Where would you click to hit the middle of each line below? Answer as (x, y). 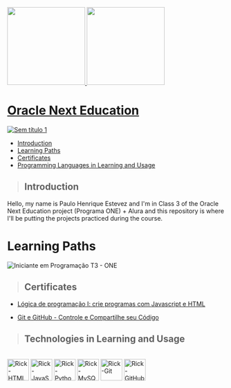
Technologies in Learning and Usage (104, 339)
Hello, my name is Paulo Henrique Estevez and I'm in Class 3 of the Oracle (113, 203)
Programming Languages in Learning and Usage (86, 165)
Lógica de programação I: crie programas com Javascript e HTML (111, 304)
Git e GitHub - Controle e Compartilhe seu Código (88, 317)
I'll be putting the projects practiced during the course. (85, 218)
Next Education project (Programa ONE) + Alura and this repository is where (116, 211)
